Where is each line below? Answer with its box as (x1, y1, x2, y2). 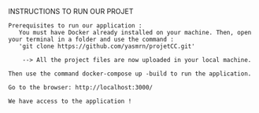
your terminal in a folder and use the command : (8, 35, 175, 43)
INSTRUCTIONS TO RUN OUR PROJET (8, 7, 134, 16)
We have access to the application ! (8, 97, 132, 105)
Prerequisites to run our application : (8, 22, 143, 30)
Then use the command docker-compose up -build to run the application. (8, 70, 252, 78)
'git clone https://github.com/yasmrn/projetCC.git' (18, 42, 195, 50)
